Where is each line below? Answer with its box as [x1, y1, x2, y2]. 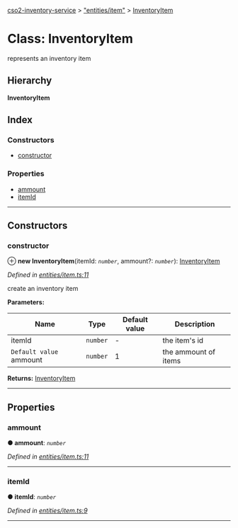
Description [174, 319, 215, 329]
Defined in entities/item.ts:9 [7, 506, 88, 515]
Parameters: [7, 298, 45, 306]
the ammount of [162, 347, 216, 357]
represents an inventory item [7, 54, 91, 62]
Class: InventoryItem [7, 31, 133, 47]
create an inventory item [7, 285, 79, 293]
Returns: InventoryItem [7, 374, 76, 383]
